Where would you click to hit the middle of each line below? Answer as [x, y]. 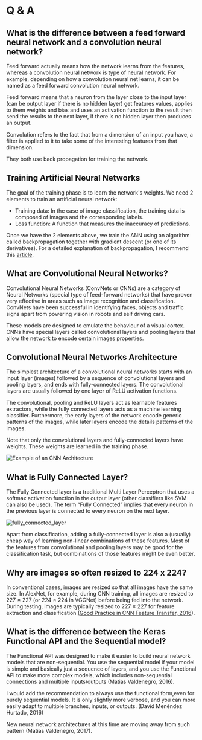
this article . [20, 254]
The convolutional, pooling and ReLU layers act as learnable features [92, 403]
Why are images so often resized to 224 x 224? [96, 572]
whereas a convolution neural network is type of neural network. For [91, 72]
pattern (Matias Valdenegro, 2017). [49, 730]
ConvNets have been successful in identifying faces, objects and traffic [95, 307]
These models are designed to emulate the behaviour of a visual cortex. [96, 325]
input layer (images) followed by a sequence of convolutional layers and [96, 378]
